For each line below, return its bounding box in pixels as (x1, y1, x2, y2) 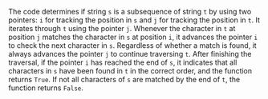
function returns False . (8, 83, 84, 93)
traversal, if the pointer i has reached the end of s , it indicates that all (8, 57, 238, 67)
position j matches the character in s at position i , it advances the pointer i (8, 32, 258, 42)
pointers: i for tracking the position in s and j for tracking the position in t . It (8, 15, 261, 25)
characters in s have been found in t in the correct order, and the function (8, 66, 253, 75)
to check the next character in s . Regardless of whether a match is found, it (8, 41, 257, 50)
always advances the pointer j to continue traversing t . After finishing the (8, 49, 252, 58)
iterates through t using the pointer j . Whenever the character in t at (8, 24, 236, 33)
